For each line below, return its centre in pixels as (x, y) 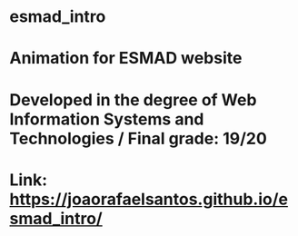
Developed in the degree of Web (133, 99)
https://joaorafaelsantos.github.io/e (149, 199)
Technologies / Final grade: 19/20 (139, 138)
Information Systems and (107, 119)
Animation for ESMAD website (126, 59)
